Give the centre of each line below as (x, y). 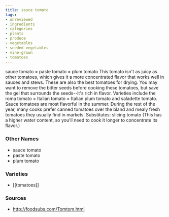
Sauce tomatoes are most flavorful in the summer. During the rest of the (80, 104)
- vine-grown (19, 52)
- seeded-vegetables (27, 48)
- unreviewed (19, 19)
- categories (19, 29)
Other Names (22, 139)
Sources (16, 198)
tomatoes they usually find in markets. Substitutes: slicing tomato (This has (83, 115)
